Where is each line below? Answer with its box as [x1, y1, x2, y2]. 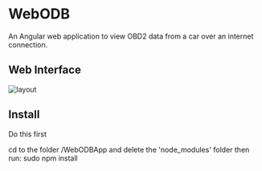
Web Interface [8, 63, 82, 77]
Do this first [8, 129, 47, 139]
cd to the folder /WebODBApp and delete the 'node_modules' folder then [8, 145, 250, 154]
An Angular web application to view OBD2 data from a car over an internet [8, 31, 254, 41]
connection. [8, 39, 48, 49]
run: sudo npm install [8, 153, 78, 163]
